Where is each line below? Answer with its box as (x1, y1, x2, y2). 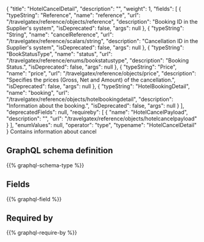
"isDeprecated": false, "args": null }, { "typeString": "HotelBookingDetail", (6, 83, 190, 90)
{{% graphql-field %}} (6, 195, 62, 202)
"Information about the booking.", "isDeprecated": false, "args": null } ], (6, 102, 185, 109)
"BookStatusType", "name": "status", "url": (6, 50, 113, 57)
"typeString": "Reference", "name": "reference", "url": (6, 12, 141, 19)
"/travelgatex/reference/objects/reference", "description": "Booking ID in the (6, 18, 198, 25)
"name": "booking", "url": (6, 89, 69, 96)
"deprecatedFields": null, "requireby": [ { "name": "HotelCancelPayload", (6, 109, 188, 116)
